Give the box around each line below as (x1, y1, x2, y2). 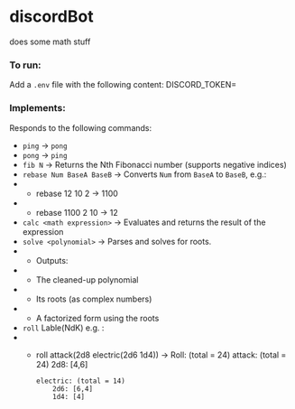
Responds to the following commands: (9, 122, 152, 133)
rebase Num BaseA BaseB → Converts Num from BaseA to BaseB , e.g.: (22, 169, 267, 180)
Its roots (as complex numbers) (35, 293, 152, 304)
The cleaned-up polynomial (35, 274, 139, 285)
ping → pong (22, 140, 68, 151)
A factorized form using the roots (35, 312, 160, 323)
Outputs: (35, 255, 69, 265)
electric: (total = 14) (35, 376, 126, 386)
